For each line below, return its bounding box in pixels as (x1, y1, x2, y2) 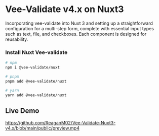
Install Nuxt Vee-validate (5, 49, 68, 56)
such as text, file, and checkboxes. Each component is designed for (5, 31, 147, 37)
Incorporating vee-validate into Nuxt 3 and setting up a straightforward (5, 20, 153, 26)
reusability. (5, 36, 28, 42)
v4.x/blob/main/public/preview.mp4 (5, 125, 80, 131)
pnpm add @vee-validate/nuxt (5, 79, 67, 84)
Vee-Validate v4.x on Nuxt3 (5, 4, 124, 15)
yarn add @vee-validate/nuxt (5, 92, 67, 98)
